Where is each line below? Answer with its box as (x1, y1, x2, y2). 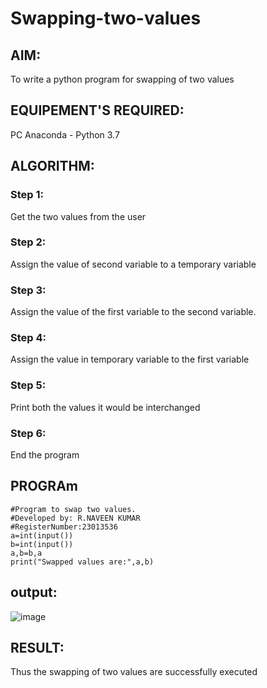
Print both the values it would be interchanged (10, 401, 201, 413)
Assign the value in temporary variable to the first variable (10, 353, 250, 366)
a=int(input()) (10, 530, 74, 541)
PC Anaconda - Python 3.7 (10, 128, 120, 141)
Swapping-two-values (10, 7, 202, 30)
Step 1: (10, 188, 44, 202)
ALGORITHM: (10, 158, 95, 175)
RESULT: (10, 640, 65, 656)
